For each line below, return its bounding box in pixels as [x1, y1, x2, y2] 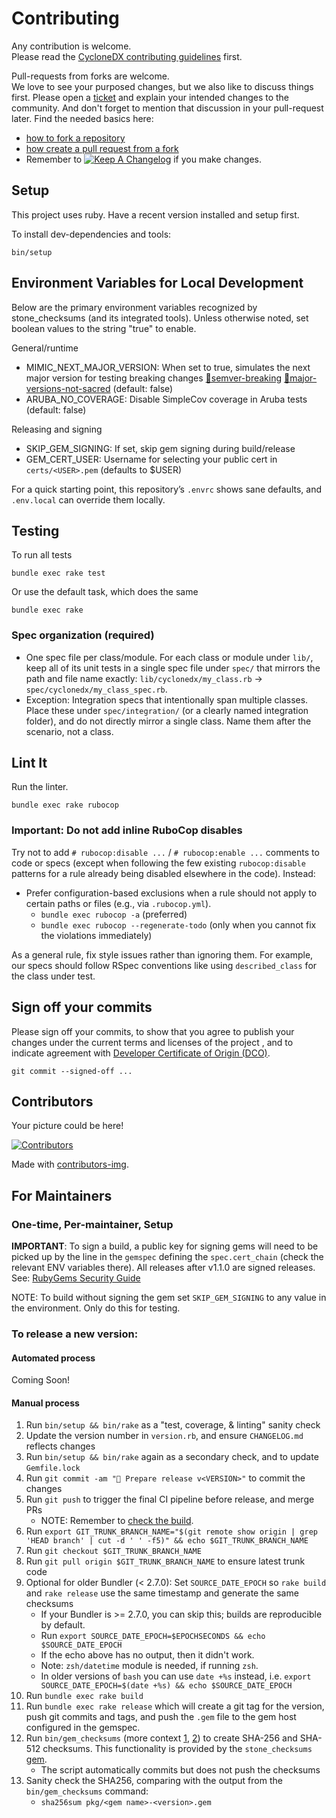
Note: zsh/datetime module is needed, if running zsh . [40, 1660, 259, 1672]
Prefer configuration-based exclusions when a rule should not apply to [25, 887, 318, 899]
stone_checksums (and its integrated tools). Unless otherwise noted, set [11, 312, 309, 324]
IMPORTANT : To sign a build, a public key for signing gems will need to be [11, 1240, 319, 1252]
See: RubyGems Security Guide [11, 1272, 141, 1284]
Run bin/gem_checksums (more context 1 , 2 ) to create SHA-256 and [25, 1732, 298, 1744]
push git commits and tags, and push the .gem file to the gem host [25, 1711, 297, 1723]
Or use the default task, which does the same [11, 586, 199, 598]
